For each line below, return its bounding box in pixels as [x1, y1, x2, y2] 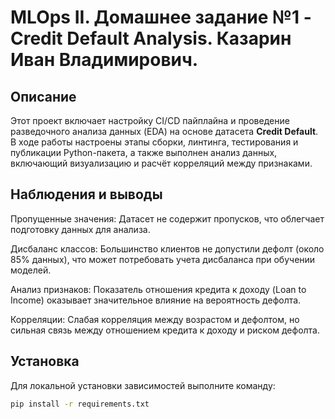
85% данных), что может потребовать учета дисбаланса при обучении [10, 253, 316, 265]
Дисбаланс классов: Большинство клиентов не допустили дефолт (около [10, 242, 325, 255]
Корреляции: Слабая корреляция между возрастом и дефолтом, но [10, 313, 300, 325]
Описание [10, 88, 77, 105]
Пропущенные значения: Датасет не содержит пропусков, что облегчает [10, 212, 325, 225]
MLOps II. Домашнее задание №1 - [10, 6, 312, 29]
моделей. [10, 264, 52, 276]
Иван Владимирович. [10, 49, 199, 71]
